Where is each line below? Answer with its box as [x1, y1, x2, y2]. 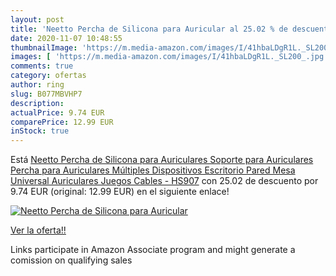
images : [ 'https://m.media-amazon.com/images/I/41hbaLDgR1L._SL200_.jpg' [10, 52, 329, 62]
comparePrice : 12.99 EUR [10, 117, 114, 127]
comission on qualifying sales [10, 254, 133, 266]
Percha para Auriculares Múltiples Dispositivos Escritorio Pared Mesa [10, 164, 296, 176]
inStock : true [10, 126, 70, 136]
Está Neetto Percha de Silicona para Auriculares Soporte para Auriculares [10, 154, 314, 166]
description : [10, 98, 65, 108]
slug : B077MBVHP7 [10, 89, 83, 99]
